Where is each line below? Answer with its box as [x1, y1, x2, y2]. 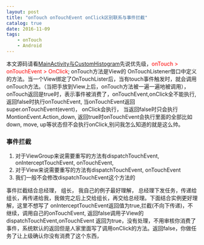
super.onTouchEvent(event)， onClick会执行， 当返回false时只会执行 [6, 106, 178, 113]
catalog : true [6, 20, 42, 26]
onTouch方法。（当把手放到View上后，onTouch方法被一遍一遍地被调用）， [6, 82, 189, 90]
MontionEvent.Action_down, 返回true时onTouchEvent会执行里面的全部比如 [6, 113, 193, 120]
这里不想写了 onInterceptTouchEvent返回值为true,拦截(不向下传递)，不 [16, 202, 193, 209]
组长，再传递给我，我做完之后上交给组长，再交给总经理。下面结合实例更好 [6, 195, 192, 202]
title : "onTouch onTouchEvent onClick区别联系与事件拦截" [6, 15, 148, 21]
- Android [17, 43, 42, 49]
